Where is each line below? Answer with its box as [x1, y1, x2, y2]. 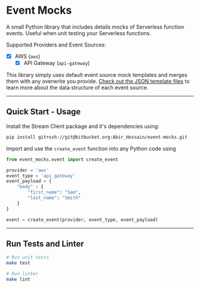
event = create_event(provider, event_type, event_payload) [6, 217, 159, 223]
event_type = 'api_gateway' [6, 173, 76, 179]
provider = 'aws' [6, 167, 49, 173]
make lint [6, 276, 31, 282]
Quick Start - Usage [6, 107, 81, 117]
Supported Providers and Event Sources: [6, 41, 106, 48]
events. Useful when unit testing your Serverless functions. [6, 29, 152, 36]
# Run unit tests [6, 254, 49, 261]
